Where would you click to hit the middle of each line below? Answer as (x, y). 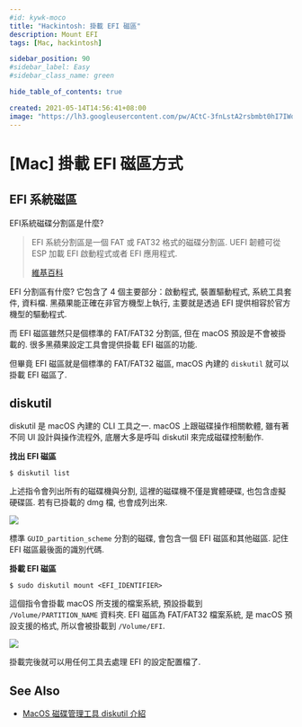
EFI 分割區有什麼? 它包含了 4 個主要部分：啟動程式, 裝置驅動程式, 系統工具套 (151, 291)
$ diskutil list (40, 474)
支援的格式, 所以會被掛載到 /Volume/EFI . (91, 626)
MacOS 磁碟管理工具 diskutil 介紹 (84, 714)
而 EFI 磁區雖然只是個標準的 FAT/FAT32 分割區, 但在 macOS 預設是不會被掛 (148, 332)
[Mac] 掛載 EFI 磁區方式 (97, 164)
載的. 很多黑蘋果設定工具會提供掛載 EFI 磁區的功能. (103, 344)
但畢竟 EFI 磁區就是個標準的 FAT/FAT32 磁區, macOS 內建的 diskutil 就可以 (149, 363)
